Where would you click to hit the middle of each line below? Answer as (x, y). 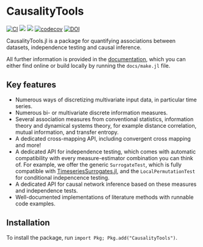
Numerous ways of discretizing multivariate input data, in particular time (106, 100)
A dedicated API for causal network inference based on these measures (106, 184)
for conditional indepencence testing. (62, 177)
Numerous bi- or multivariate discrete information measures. (91, 112)
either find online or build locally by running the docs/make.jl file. (88, 65)
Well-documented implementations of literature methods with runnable (104, 197)
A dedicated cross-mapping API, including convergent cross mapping (103, 138)
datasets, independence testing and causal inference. (74, 47)
